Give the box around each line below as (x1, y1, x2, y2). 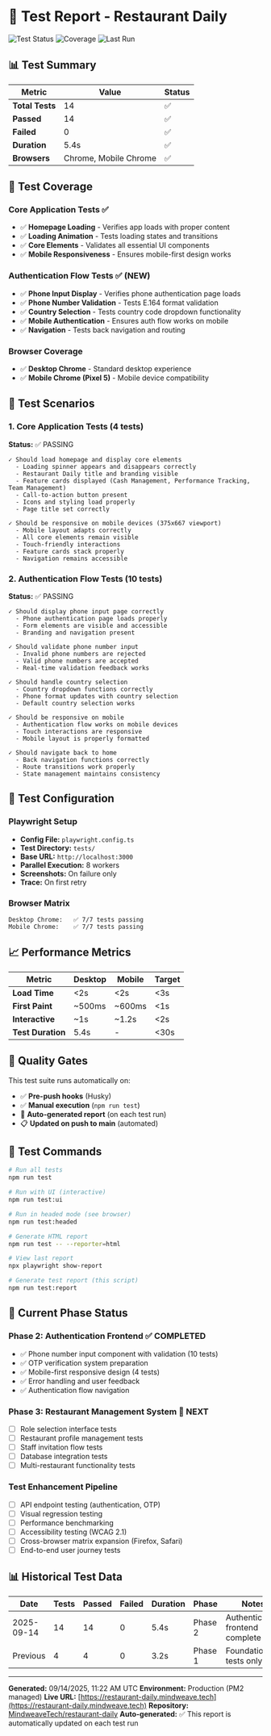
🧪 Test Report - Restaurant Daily (8, 7, 227, 26)
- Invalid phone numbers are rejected (15, 650, 147, 659)
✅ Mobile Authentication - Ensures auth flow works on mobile (19, 316, 229, 325)
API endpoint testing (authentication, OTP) (19, 1500, 161, 1509)
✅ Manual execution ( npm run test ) (19, 1100, 140, 1110)
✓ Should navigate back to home (8, 749, 117, 757)
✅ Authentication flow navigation (19, 1385, 130, 1395)
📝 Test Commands (8, 1145, 102, 1159)
